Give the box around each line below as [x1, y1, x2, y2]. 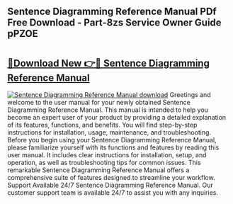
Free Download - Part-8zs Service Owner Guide [7, 17, 222, 29]
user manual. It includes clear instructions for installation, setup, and [7, 151, 207, 159]
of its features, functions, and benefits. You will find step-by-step [7, 120, 198, 129]
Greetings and [169, 91, 211, 98]
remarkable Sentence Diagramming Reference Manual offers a [7, 166, 190, 174]
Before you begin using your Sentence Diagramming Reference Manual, [7, 136, 217, 144]
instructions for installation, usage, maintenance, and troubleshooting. [7, 128, 211, 137]
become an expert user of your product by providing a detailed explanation [7, 113, 227, 121]
